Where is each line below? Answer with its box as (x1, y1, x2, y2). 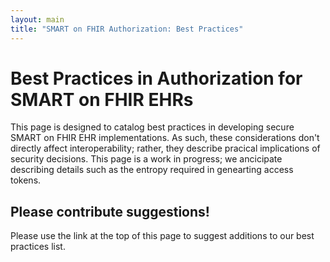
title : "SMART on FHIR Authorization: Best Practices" (10, 24, 244, 34)
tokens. (10, 174, 42, 186)
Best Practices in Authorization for (10, 67, 303, 90)
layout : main (10, 14, 65, 25)
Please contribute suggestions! (10, 203, 210, 220)
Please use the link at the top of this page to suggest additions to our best (10, 230, 315, 242)
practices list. (10, 241, 66, 253)
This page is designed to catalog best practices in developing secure (10, 121, 295, 133)
